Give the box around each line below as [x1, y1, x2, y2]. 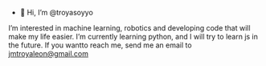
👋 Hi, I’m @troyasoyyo [19, 8, 94, 17]
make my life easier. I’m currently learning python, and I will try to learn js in [8, 32, 259, 41]
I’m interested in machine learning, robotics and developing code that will [8, 23, 251, 32]
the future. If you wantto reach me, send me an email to [8, 40, 192, 50]
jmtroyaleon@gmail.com [8, 49, 88, 58]
